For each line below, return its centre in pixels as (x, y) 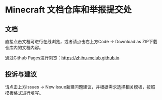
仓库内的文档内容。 (24, 48)
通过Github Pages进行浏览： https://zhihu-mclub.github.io (62, 58)
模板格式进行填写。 (24, 93)
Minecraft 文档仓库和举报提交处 (68, 10)
